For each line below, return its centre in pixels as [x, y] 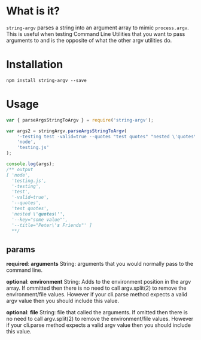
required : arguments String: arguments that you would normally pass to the [100, 264]
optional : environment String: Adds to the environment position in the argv [99, 282]
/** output [20, 169]
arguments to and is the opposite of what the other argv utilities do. [89, 40]
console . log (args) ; [31, 164]
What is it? [33, 11]
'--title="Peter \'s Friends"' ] [52, 225]
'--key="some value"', [40, 220]
